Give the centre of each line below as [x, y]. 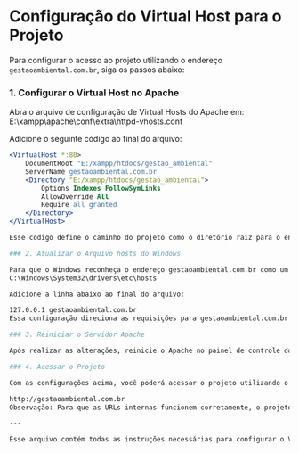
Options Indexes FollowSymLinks [101, 188]
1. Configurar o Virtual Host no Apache [94, 93]
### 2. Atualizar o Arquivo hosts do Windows [95, 253]
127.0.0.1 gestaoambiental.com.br [73, 310]
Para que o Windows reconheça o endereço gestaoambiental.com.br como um [149, 269]
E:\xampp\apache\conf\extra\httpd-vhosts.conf [96, 121]
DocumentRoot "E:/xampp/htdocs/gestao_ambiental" [119, 164]
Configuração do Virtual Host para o [145, 16]
